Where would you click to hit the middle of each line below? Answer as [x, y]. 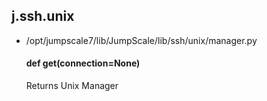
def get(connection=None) [83, 63]
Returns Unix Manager [72, 86]
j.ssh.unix [43, 16]
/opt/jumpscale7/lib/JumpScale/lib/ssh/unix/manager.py [141, 40]
